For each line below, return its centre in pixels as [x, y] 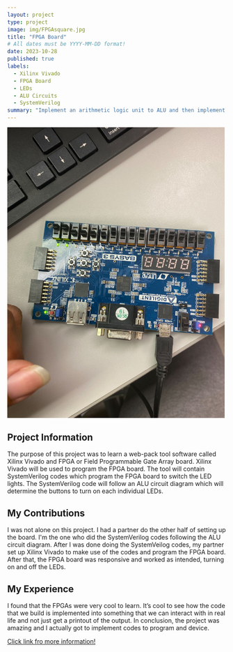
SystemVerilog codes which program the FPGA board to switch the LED [110, 476]
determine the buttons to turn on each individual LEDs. [85, 491]
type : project [28, 22]
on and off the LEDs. [37, 567]
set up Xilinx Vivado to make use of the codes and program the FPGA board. [116, 552]
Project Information [50, 438]
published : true [31, 59]
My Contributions [46, 513]
